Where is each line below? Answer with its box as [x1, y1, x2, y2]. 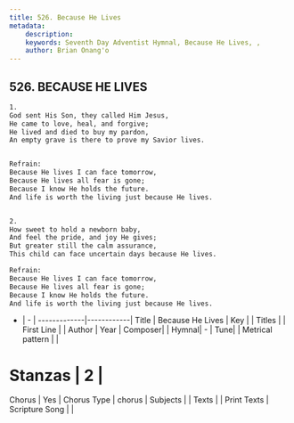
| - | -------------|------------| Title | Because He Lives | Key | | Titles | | [21, 315, 287, 326]
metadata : [9, 21, 46, 30]
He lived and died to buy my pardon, [9, 127, 150, 136]
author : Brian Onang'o [25, 46, 110, 55]
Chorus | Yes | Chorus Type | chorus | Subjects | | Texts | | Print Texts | [9, 395, 269, 405]
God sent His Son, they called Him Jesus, [9, 110, 169, 120]
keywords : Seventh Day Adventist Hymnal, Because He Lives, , [25, 37, 261, 47]
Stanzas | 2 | [9, 365, 104, 386]
